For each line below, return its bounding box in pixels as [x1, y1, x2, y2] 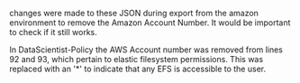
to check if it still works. [9, 27, 97, 37]
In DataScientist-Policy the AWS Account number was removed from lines [9, 44, 284, 55]
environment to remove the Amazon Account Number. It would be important [9, 17, 291, 28]
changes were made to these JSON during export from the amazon [9, 8, 259, 18]
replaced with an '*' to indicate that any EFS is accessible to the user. [9, 63, 267, 74]
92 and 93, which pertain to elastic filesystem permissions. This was [9, 54, 264, 64]
